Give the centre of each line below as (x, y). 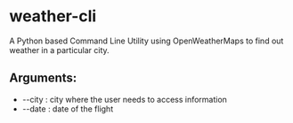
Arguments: (43, 78)
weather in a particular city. (59, 50)
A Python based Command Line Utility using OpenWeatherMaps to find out (146, 41)
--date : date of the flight (68, 109)
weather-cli (53, 16)
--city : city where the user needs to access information (124, 99)
